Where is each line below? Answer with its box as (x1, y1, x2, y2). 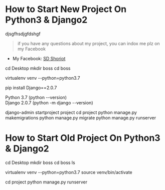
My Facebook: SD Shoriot (12, 55, 66, 61)
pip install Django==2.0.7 (5, 84, 57, 91)
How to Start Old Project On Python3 (5, 132, 160, 144)
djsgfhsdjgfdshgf (5, 31, 41, 37)
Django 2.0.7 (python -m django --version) (5, 99, 93, 106)
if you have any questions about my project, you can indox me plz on (17, 40, 160, 46)
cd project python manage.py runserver (5, 179, 88, 185)
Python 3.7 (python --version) (5, 94, 67, 100)
